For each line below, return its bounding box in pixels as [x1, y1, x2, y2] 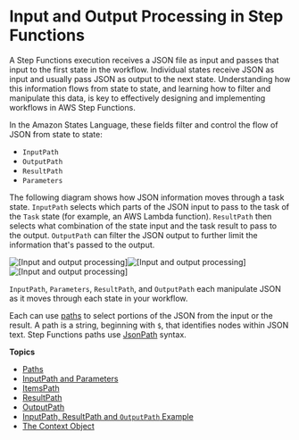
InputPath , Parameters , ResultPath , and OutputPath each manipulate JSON [9, 283, 281, 294]
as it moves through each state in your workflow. [9, 293, 188, 303]
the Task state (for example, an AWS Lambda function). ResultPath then [9, 211, 272, 221]
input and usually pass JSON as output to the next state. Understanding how [9, 73, 291, 84]
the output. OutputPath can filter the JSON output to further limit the [9, 229, 259, 240]
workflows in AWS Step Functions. [9, 102, 136, 112]
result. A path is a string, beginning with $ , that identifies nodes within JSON [9, 320, 289, 330]
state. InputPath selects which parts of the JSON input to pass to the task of [9, 201, 290, 212]
